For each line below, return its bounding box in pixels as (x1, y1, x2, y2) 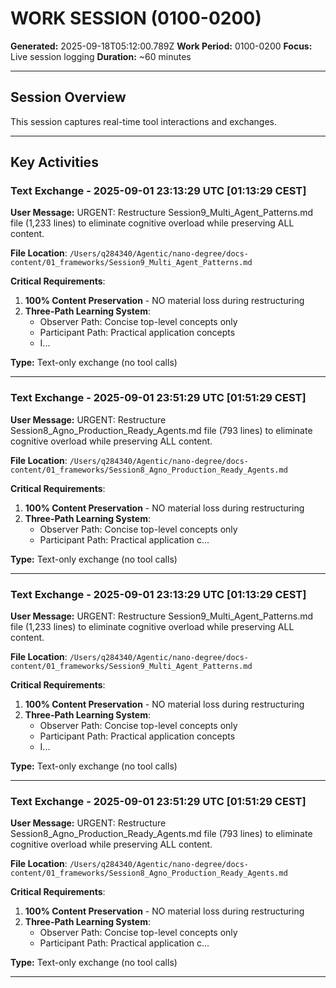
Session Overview (10, 89, 127, 106)
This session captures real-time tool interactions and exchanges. (10, 115, 277, 127)
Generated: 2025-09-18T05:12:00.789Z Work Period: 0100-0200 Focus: (10, 40, 313, 52)
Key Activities (10, 154, 99, 171)
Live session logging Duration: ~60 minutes (10, 50, 192, 62)
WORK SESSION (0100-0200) (10, 7, 262, 30)
